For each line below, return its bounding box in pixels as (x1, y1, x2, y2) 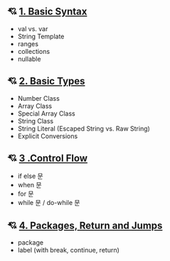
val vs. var (17, 24, 48, 33)
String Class (17, 116, 54, 125)
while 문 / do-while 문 (17, 199, 80, 207)
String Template (17, 32, 65, 40)
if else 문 (17, 172, 44, 180)
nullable (17, 55, 41, 63)
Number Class (17, 94, 60, 102)
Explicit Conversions (17, 131, 78, 140)
